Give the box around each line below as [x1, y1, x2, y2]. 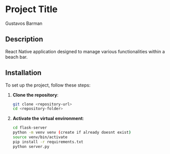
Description [5, 35, 43, 44]
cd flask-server [12, 125, 47, 130]
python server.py [12, 144, 50, 149]
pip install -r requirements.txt [12, 139, 84, 144]
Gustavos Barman [5, 20, 43, 26]
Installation [5, 68, 42, 77]
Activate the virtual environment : [12, 115, 84, 122]
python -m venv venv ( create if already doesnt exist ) [12, 130, 131, 135]
